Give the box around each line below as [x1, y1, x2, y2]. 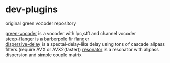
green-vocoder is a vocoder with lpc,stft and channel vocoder [5, 30, 136, 36]
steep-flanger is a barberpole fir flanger [5, 36, 90, 42]
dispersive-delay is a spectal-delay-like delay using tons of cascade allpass [5, 41, 165, 47]
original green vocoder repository [5, 20, 76, 26]
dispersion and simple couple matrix [5, 52, 82, 58]
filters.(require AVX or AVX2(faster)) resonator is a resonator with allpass [5, 46, 159, 52]
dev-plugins [5, 4, 58, 15]
